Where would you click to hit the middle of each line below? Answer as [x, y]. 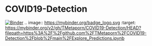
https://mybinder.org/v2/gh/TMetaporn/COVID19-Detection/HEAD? [73, 27]
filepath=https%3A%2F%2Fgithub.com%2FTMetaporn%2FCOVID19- [76, 33]
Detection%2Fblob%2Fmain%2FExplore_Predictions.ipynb [65, 38]
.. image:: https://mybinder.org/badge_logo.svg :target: [80, 23]
